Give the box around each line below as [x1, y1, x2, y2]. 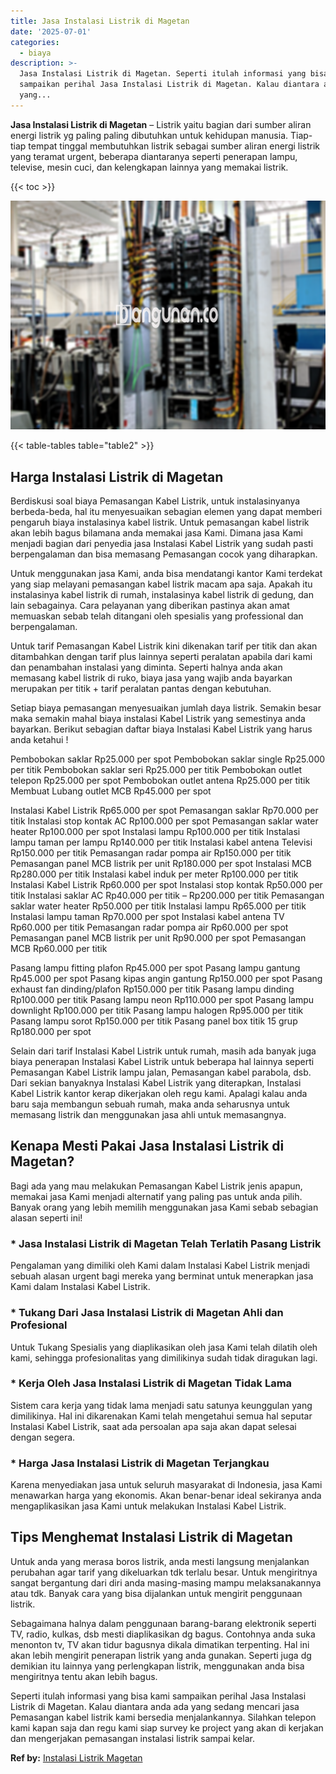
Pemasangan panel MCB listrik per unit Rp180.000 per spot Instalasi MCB [10, 858, 313, 870]
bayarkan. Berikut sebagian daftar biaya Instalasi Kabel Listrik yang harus [10, 723, 313, 735]
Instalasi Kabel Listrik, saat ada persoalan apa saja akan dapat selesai [10, 1420, 297, 1432]
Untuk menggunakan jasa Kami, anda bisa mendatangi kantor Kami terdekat [10, 568, 323, 580]
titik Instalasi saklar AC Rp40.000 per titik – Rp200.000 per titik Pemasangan [10, 890, 325, 902]
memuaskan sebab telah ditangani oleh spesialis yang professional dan [10, 610, 304, 622]
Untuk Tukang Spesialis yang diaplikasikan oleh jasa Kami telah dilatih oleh [10, 1341, 318, 1353]
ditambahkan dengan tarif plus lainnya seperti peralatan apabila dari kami [10, 651, 313, 663]
